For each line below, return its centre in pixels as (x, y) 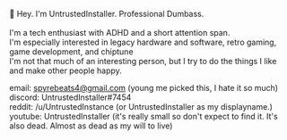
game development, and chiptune (71, 52)
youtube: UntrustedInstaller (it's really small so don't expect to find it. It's (143, 116)
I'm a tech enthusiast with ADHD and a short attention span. (120, 33)
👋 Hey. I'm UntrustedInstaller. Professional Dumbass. (107, 14)
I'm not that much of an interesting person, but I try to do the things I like (143, 61)
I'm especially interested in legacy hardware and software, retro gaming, (143, 42)
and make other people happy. (66, 70)
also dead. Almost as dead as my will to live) (91, 126)
